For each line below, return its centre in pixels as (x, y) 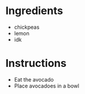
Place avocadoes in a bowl (47, 86)
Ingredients (34, 11)
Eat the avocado (34, 79)
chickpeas (27, 27)
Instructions (36, 63)
